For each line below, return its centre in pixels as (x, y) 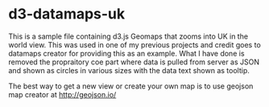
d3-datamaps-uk (67, 14)
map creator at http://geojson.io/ (62, 94)
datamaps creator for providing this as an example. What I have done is (126, 53)
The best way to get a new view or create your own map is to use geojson (131, 86)
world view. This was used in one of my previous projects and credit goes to (135, 44)
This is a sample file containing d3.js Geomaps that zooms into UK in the (128, 36)
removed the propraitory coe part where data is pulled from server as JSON (134, 62)
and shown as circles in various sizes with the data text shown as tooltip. (129, 70)
